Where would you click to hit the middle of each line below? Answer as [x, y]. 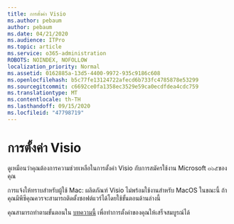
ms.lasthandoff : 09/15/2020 [49, 106]
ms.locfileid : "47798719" [46, 113]
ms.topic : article [34, 47]
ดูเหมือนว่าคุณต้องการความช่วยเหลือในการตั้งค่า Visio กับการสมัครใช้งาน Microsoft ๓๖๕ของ [117, 168]
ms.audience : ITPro [36, 40]
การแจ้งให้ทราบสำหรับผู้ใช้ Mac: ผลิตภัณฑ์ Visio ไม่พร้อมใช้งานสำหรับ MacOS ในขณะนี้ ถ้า [117, 190]
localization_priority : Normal [54, 67]
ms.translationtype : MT [43, 93]
